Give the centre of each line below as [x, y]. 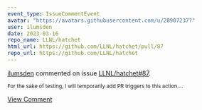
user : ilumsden [30, 27]
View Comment [30, 99]
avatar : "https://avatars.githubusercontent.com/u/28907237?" [101, 20]
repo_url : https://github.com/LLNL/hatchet [73, 54]
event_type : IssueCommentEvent [54, 14]
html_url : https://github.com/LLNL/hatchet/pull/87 [85, 47]
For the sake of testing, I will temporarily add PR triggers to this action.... [95, 86]
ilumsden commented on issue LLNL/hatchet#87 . [79, 73]
